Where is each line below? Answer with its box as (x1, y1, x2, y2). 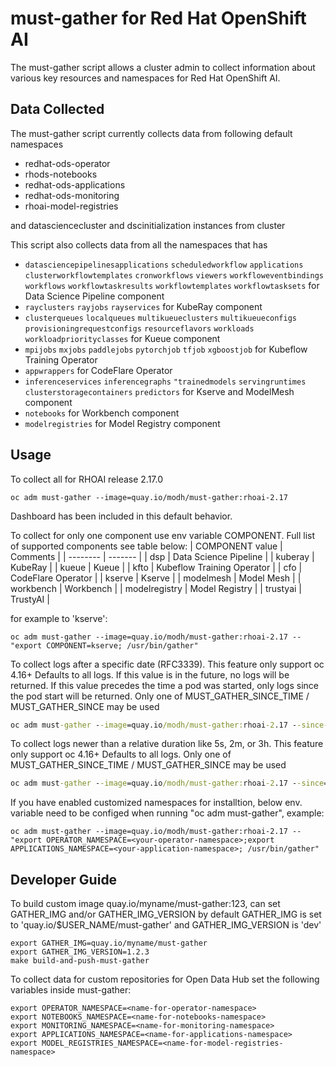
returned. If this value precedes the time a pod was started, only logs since (10, 679, 319, 691)
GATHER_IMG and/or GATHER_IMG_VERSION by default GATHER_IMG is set (10, 908, 322, 921)
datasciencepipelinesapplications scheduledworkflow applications (24, 260, 304, 270)
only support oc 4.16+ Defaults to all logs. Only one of (10, 748, 232, 761)
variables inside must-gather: (10, 984, 132, 996)
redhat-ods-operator (24, 157, 111, 169)
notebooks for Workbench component (24, 407, 180, 419)
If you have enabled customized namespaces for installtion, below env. (10, 797, 303, 809)
